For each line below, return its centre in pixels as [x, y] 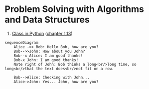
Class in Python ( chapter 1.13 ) [42, 33]
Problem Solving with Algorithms [74, 9]
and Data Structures [47, 20]
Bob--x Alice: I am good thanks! [48, 56]
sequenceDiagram [21, 43]
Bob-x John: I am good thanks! [46, 60]
